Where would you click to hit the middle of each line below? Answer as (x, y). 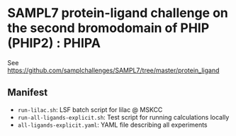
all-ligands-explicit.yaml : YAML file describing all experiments (112, 125)
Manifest (28, 92)
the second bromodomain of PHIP (108, 28)
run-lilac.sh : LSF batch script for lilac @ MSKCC (90, 109)
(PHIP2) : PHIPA (54, 43)
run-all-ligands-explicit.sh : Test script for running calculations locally (123, 117)
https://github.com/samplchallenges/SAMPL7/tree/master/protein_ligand (113, 70)
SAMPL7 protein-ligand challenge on (118, 13)
